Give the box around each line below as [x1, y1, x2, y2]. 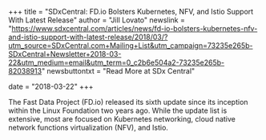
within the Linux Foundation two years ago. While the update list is [8, 106, 228, 115]
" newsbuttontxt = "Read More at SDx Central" [41, 66, 195, 75]
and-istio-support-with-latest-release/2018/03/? [8, 32, 168, 42]
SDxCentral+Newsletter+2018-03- [8, 50, 122, 58]
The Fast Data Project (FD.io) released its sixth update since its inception [8, 98, 248, 106]
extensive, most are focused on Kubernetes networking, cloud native [8, 114, 236, 123]
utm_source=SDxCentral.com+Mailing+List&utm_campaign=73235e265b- [8, 41, 253, 50]
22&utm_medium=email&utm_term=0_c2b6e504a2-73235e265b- [8, 58, 225, 67]
